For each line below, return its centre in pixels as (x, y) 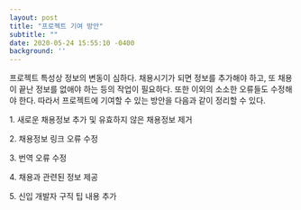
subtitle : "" (34, 34)
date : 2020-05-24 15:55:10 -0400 (72, 43)
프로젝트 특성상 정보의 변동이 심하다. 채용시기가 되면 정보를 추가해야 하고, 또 (143, 78)
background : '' (38, 51)
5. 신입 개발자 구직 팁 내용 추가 (63, 196)
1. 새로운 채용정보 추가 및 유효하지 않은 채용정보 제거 (101, 120)
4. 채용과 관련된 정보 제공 (54, 178)
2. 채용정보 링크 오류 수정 (54, 139)
